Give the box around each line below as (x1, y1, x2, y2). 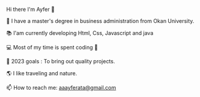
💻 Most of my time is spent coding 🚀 (6, 44, 98, 51)
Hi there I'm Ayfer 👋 (6, 6, 55, 13)
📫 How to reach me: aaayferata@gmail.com (6, 84, 116, 91)
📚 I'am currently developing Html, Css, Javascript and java (6, 30, 154, 36)
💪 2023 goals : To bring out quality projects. (6, 58, 116, 64)
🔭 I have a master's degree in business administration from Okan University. (6, 17, 195, 24)
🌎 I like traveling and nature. (6, 70, 77, 77)
